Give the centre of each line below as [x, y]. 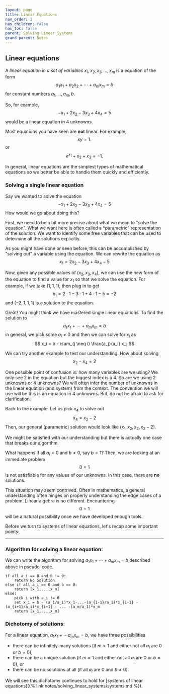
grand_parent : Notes [27, 38]
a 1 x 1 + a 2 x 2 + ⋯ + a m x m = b [84, 85]
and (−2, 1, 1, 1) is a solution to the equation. [50, 303]
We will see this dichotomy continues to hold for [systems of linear [74, 680]
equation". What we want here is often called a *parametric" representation [83, 228]
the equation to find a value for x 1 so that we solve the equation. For [75, 280]
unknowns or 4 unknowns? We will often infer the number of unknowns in [81, 383]
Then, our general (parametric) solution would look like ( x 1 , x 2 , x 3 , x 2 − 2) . [81, 427]
